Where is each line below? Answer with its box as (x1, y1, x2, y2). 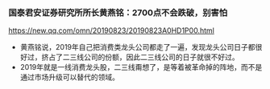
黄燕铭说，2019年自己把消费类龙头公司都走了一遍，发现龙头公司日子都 (19, 42, 255, 52)
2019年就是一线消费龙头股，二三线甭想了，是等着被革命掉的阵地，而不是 (19, 63, 263, 72)
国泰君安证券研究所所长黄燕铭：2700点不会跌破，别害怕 (8, 6, 228, 18)
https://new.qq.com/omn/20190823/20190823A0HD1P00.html (8, 26, 215, 35)
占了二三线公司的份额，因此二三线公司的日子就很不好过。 (48, 52, 239, 62)
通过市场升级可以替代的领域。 (19, 72, 119, 82)
